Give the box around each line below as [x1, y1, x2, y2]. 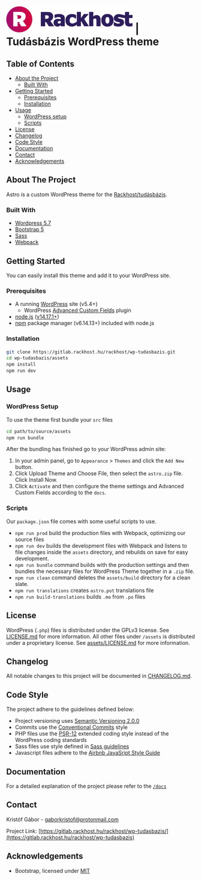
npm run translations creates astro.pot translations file [14, 587, 154, 594]
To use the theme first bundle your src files [6, 416, 113, 423]
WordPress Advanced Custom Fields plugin [23, 307, 131, 314]
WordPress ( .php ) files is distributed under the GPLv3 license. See [6, 626, 169, 633]
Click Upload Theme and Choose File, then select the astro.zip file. [14, 470, 183, 477]
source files [14, 536, 44, 543]
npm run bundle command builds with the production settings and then [14, 561, 190, 568]
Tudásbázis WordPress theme [6, 35, 160, 49]
